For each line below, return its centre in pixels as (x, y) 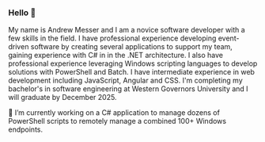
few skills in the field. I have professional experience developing (112, 38)
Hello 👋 (22, 13)
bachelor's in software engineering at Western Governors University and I (128, 89)
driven (19, 47)
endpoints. (26, 129)
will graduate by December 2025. (62, 98)
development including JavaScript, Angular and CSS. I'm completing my (125, 81)
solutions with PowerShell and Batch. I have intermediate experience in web (132, 72)
